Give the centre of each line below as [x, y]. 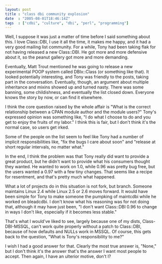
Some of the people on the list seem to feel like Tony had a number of [74, 137]
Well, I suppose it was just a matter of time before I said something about [78, 37]
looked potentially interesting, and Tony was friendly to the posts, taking [77, 77]
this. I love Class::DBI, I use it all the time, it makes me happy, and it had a [78, 42]
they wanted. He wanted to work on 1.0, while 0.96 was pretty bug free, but [80, 167]
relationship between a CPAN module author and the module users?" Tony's [81, 112]
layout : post [18, 9]
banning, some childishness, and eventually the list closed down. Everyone [80, 92]
